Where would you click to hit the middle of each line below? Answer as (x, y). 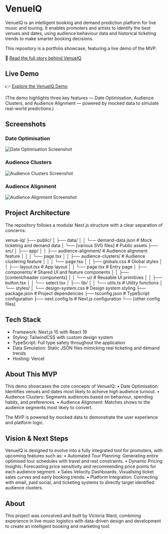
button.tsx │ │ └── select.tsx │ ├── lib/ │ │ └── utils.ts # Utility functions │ (84, 283)
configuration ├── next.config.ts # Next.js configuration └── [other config (83, 298)
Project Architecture (38, 213)
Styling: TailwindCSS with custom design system (63, 337)
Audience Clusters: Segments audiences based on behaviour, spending (79, 397)
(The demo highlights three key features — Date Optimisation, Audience (79, 98)
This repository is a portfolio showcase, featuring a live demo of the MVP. (81, 48)
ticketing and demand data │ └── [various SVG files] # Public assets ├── (81, 245)
